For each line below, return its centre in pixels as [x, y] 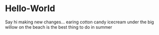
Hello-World [30, 9]
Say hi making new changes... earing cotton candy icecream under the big [79, 22]
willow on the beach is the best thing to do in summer [59, 27]
